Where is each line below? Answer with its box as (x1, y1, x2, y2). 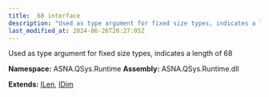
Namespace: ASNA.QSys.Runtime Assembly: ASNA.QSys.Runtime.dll (8, 64, 239, 74)
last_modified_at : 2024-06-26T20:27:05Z (8, 26, 146, 34)
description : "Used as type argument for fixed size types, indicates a (8, 19, 256, 27)
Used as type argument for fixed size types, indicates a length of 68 (8, 49, 233, 59)
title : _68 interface (8, 11, 81, 20)
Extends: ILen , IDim (8, 79, 74, 89)
